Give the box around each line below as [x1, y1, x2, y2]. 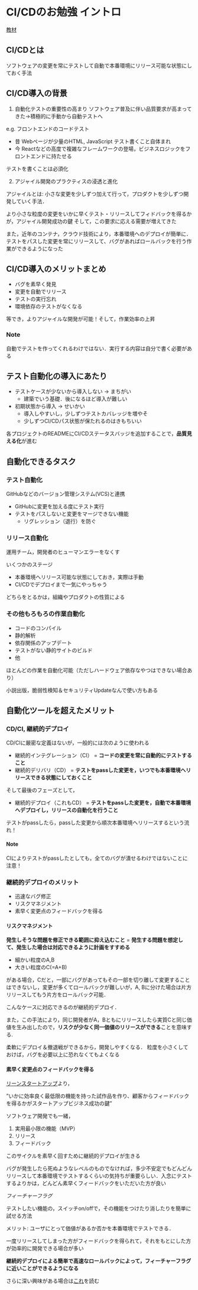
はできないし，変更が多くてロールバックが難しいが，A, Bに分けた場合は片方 [6, 983, 192, 991]
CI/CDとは [6, 45, 44, 55]
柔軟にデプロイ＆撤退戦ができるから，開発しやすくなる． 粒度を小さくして [6, 1044, 189, 1051]
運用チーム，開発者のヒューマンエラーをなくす [6, 549, 120, 556]
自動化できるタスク [6, 456, 76, 466]
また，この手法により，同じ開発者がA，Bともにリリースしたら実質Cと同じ [6, 1016, 187, 1024]
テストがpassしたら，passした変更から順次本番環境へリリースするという [6, 819, 184, 826]
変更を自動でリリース [14, 288, 67, 295]
